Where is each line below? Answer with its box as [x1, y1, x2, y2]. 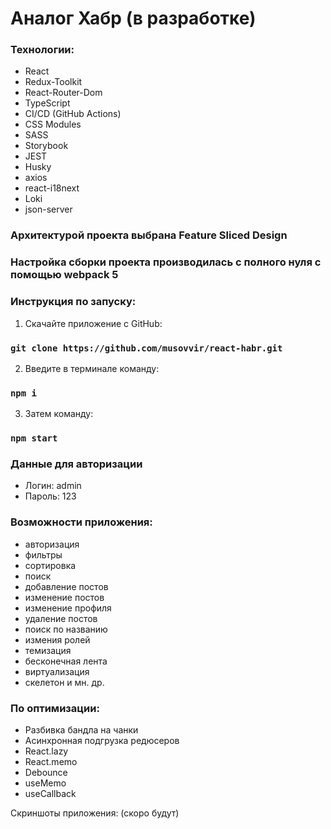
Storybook [24, 140, 69, 152]
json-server [24, 203, 73, 216]
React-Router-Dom [24, 87, 103, 99]
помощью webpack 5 [10, 268, 119, 282]
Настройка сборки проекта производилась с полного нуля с [10, 255, 322, 269]
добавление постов [24, 580, 109, 592]
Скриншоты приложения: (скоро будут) [10, 807, 180, 819]
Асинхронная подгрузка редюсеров [24, 735, 180, 747]
